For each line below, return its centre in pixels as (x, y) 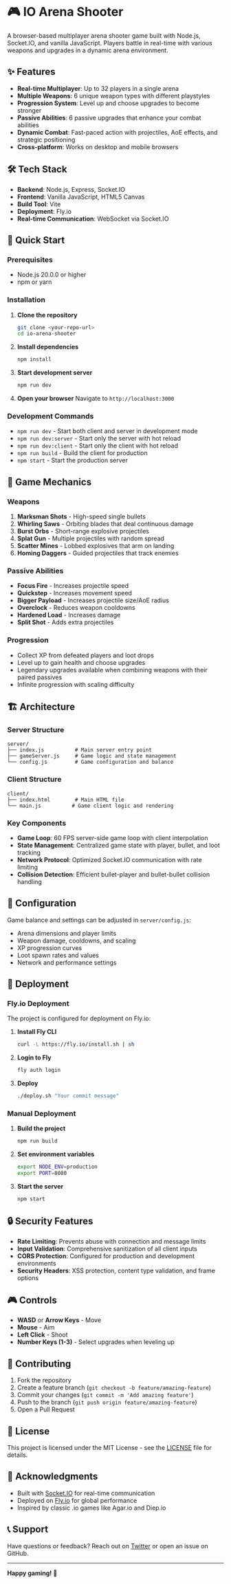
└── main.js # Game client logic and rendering (90, 806)
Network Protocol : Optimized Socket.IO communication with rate (109, 859)
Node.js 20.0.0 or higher (52, 275)
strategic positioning (46, 140)
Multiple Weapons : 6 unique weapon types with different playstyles (113, 96)
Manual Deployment (42, 1113)
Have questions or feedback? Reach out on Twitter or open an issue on (108, 1545)
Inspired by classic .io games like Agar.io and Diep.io (91, 1508)
